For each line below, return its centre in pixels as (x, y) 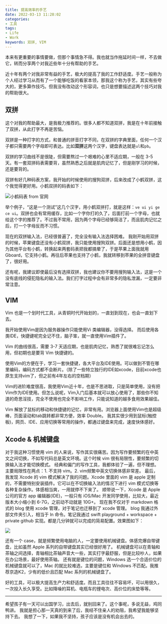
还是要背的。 (18, 169)
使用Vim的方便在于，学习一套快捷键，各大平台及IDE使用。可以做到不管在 (80, 363)
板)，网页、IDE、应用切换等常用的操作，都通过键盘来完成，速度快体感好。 (81, 422)
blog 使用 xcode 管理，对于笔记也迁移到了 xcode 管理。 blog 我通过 (84, 508)
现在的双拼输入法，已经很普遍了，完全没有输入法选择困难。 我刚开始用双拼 (82, 236)
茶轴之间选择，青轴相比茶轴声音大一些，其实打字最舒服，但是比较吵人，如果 (83, 553)
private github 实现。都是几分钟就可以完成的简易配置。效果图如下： (75, 521)
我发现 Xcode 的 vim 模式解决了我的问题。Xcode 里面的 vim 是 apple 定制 (80, 477)
